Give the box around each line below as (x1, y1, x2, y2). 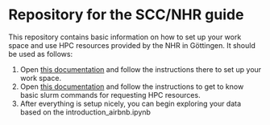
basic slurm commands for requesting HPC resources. (19, 90, 201, 99)
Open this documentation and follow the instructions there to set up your (19, 64, 262, 74)
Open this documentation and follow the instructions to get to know (19, 82, 244, 91)
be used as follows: (8, 49, 73, 58)
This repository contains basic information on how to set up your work (8, 32, 242, 42)
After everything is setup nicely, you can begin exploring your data (19, 99, 242, 108)
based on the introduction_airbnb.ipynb (19, 107, 152, 117)
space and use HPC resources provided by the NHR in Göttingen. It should (8, 40, 255, 50)
